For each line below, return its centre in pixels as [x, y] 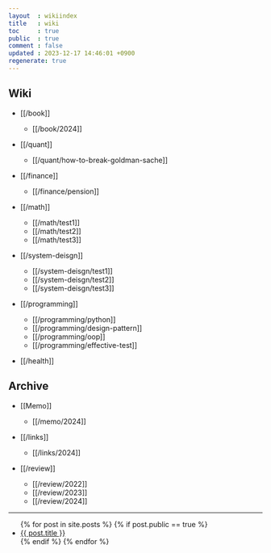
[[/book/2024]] [57, 128]
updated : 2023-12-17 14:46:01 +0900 [72, 53]
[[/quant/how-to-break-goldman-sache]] [100, 160]
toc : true [34, 31]
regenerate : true [38, 61]
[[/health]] [37, 361]
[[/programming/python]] [74, 319]
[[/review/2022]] [60, 484]
